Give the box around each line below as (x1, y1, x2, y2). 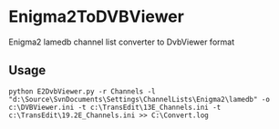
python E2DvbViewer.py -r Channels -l (8, 86, 156, 96)
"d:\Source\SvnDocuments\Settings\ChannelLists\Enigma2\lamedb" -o (8, 94, 271, 104)
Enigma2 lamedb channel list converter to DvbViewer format (8, 36, 234, 47)
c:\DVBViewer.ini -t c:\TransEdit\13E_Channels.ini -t (8, 103, 222, 112)
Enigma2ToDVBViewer (8, 6, 184, 27)
